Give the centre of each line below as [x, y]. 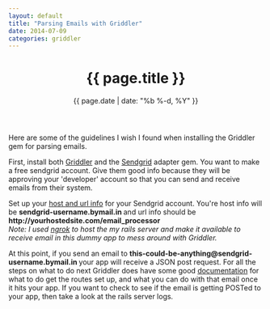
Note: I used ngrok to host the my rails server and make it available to [124, 229]
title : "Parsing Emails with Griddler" [76, 23]
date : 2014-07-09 [38, 31]
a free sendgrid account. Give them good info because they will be [119, 171]
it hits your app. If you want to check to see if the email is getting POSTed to [135, 288]
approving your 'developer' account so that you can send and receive [124, 180]
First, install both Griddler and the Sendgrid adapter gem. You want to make [134, 162]
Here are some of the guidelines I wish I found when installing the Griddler [132, 138]
